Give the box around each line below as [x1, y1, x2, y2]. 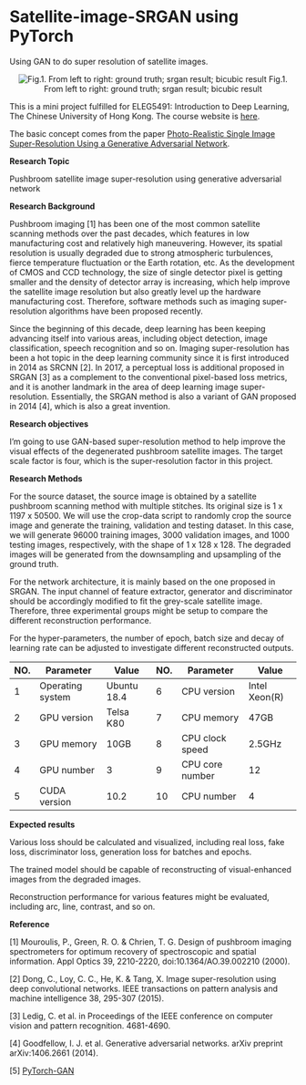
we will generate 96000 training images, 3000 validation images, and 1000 [9, 529, 290, 540]
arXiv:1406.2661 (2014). [9, 1047, 98, 1059]
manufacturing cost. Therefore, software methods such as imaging [9, 295, 261, 306]
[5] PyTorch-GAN [9, 1065, 75, 1076]
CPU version [181, 685, 235, 697]
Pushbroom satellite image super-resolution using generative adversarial [9, 173, 282, 184]
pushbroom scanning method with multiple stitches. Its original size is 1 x [9, 500, 283, 511]
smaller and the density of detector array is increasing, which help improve [9, 276, 291, 287]
